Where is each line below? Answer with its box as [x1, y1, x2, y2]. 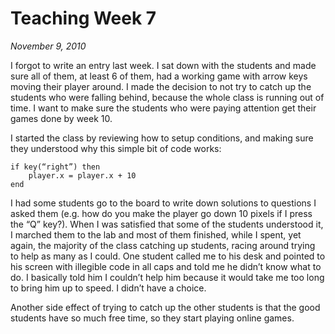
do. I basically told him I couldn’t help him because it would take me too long [10, 271, 325, 283]
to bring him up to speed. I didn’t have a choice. [10, 282, 207, 294]
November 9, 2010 [10, 40, 87, 52]
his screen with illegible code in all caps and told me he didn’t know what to [10, 260, 322, 272]
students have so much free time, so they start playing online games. [10, 312, 295, 324]
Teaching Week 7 [10, 7, 157, 30]
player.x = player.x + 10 [28, 170, 137, 181]
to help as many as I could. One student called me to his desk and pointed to [10, 250, 326, 262]
